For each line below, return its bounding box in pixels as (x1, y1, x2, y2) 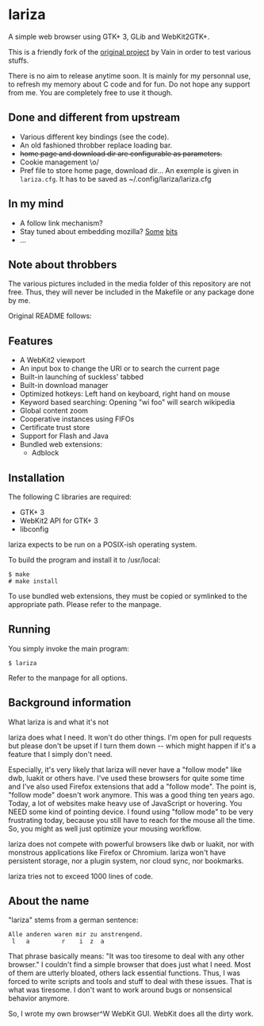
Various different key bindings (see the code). (19, 132, 170, 141)
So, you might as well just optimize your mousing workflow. (8, 824, 202, 833)
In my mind (8, 197, 64, 211)
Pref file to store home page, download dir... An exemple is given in (19, 165, 239, 175)
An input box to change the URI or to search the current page (19, 363, 220, 374)
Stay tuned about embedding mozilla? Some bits (19, 226, 178, 236)
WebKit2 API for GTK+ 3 (19, 516, 99, 525)
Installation (8, 471, 65, 485)
